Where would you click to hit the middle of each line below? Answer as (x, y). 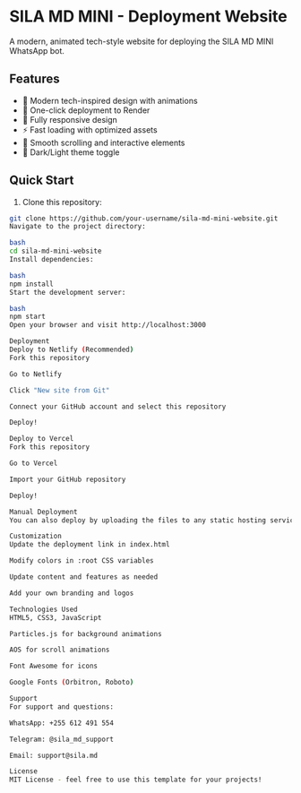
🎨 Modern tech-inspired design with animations (110, 100)
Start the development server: (68, 292)
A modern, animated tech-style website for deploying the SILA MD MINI (142, 41)
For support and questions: (62, 707)
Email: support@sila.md (54, 755)
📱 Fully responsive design (70, 119)
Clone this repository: (62, 202)
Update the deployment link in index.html (90, 545)
